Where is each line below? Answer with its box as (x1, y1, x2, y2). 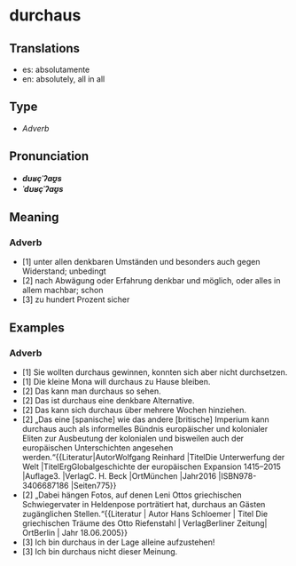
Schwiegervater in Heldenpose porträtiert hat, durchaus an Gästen (21, 499, 266, 509)
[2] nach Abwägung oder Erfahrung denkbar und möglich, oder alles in (21, 275, 281, 286)
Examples (9, 320, 65, 335)
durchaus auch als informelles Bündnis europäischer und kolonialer (21, 424, 269, 434)
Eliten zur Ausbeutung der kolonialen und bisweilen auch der (21, 433, 245, 443)
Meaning (9, 210, 59, 225)
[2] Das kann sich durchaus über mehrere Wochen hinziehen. (21, 405, 246, 415)
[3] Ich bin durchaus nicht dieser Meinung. (21, 546, 178, 556)
